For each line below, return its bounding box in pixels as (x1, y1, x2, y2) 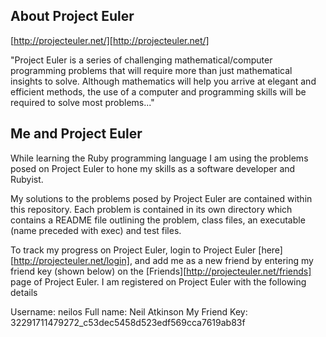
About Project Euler (10, 8, 135, 25)
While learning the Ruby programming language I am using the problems (10, 152, 309, 164)
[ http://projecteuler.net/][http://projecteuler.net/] (10, 34, 210, 46)
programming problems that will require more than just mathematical (10, 64, 293, 76)
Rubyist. (10, 173, 44, 185)
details (10, 286, 38, 298)
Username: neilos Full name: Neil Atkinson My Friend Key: (10, 305, 248, 318)
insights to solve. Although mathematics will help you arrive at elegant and (10, 75, 317, 87)
